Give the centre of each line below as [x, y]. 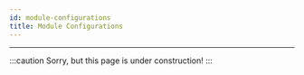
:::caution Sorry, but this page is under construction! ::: [111, 61]
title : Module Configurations [66, 26]
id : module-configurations [60, 18]
